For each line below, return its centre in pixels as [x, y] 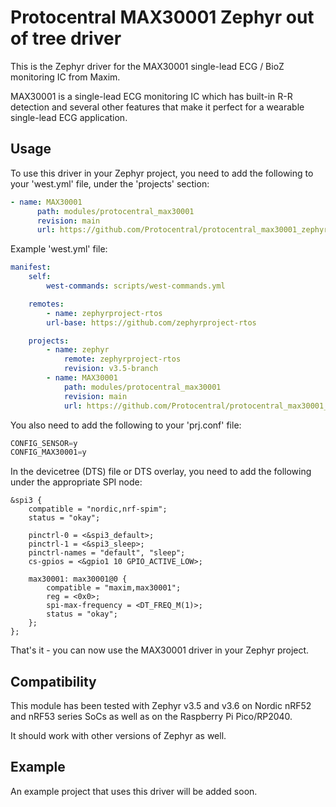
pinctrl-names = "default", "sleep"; [107, 553]
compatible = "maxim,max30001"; [114, 588]
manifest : [31, 267]
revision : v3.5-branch [111, 369]
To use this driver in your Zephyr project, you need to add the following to [162, 173]
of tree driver [66, 38]
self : [40, 277]
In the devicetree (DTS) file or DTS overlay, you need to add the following [161, 472]
